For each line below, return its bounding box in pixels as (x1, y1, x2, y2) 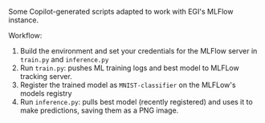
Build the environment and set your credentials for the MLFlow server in (19, 46, 258, 55)
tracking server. (19, 72, 72, 81)
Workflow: (8, 31, 43, 40)
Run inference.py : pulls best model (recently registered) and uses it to (19, 97, 253, 106)
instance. (8, 15, 39, 25)
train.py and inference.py (19, 55, 109, 64)
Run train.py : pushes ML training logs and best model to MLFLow (19, 63, 239, 73)
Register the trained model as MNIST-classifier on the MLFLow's (19, 80, 236, 89)
